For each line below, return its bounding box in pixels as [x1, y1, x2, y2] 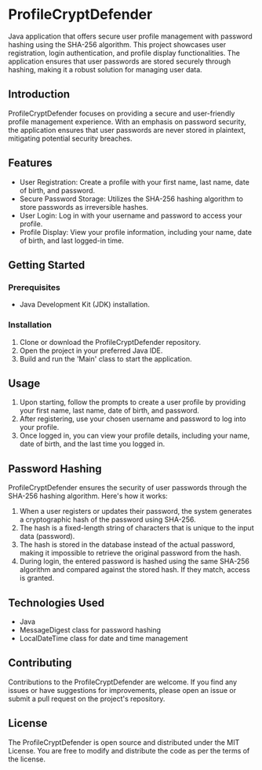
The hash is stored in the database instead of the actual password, [19, 540, 235, 549]
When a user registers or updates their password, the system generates [19, 507, 253, 516]
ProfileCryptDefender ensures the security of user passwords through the [8, 483, 247, 493]
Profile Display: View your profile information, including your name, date [19, 227, 253, 236]
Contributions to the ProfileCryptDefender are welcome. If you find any [8, 677, 238, 687]
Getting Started [8, 258, 86, 272]
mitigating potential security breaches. [8, 134, 133, 143]
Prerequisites [8, 281, 60, 292]
